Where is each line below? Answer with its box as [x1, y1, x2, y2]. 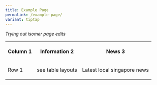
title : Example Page [5, 7, 49, 13]
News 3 [106, 48, 125, 55]
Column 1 [8, 48, 32, 55]
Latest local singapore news [82, 67, 149, 74]
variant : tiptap [5, 17, 40, 22]
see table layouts [37, 67, 78, 74]
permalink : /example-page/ [5, 12, 62, 17]
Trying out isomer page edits [5, 31, 66, 37]
